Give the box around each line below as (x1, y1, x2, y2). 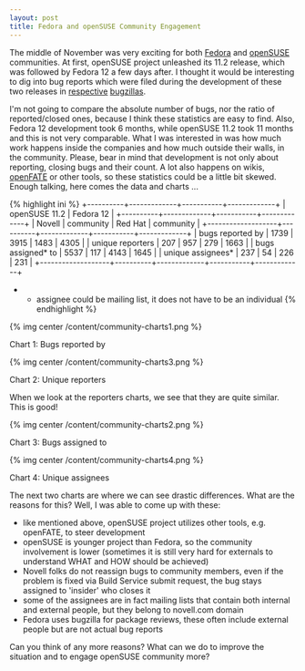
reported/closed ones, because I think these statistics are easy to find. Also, (9, 113, 295, 124)
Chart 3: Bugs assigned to (9, 437, 107, 448)
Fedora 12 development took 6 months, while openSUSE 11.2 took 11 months (9, 122, 294, 133)
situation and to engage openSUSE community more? (9, 651, 210, 662)
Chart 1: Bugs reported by (9, 338, 107, 349)
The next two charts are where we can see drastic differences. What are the (9, 490, 295, 501)
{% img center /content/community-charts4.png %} (9, 454, 204, 465)
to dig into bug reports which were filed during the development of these (9, 76, 282, 87)
